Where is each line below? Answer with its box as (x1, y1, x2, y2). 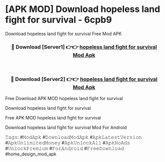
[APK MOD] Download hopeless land (5, 3, 160, 15)
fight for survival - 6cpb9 (5, 14, 112, 25)
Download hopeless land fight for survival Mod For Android (5, 124, 127, 130)
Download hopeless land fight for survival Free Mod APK (5, 30, 122, 36)
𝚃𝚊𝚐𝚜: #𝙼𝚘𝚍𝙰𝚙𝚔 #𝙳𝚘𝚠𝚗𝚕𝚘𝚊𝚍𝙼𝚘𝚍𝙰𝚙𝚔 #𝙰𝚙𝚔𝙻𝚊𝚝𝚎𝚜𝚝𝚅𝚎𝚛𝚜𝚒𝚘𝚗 (5, 134, 142, 140)
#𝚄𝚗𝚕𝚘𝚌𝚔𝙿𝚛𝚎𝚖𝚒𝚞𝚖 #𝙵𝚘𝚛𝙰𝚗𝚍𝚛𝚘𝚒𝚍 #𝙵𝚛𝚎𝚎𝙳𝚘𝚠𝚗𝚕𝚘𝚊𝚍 (5, 145, 124, 151)
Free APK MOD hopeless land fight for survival (5, 114, 101, 120)
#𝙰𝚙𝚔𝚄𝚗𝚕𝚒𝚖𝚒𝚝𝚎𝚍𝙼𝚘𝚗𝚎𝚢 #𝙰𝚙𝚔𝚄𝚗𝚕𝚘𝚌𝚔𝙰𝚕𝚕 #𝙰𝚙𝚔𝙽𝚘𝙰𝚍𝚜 (5, 139, 130, 145)
